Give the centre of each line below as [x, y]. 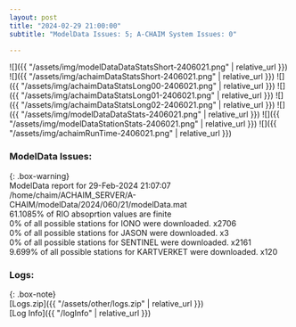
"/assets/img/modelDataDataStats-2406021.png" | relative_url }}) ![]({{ [150, 114]
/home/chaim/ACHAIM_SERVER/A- [73, 195]
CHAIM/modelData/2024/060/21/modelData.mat [98, 204]
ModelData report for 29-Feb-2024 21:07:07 [90, 185]
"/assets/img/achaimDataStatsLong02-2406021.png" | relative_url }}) [148, 105]
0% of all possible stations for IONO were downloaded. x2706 [123, 223]
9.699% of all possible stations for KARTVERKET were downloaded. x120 [144, 251]
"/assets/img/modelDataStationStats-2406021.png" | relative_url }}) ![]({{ [143, 124]
